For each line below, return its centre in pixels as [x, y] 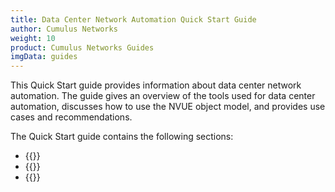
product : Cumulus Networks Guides [82, 47]
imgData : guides [44, 57]
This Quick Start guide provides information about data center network [156, 85]
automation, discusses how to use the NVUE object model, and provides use [168, 107]
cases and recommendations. [71, 117]
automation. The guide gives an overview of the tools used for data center [163, 96]
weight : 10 [33, 38]
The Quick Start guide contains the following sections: [122, 137]
